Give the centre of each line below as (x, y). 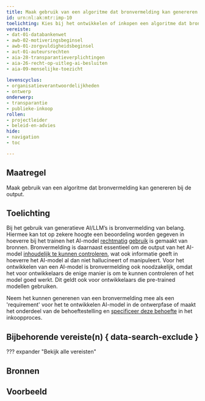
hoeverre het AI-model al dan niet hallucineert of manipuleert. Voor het (95, 260)
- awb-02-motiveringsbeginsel (45, 40)
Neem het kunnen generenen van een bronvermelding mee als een (90, 298)
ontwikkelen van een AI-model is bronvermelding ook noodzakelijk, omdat (99, 267)
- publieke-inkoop (30, 109)
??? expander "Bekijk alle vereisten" (51, 351)
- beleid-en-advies (31, 126)
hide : (13, 131)
